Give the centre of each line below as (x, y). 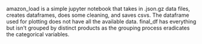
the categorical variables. (38, 34)
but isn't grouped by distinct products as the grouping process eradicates (98, 28)
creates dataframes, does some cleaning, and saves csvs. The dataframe (98, 15)
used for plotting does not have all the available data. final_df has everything (101, 21)
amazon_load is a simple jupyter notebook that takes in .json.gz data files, (98, 9)
